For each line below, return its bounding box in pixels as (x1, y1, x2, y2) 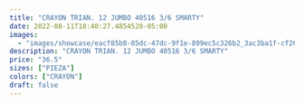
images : (9, 30, 39, 39)
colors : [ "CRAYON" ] (9, 72, 83, 81)
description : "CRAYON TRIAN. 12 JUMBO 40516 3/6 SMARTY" (9, 47, 229, 56)
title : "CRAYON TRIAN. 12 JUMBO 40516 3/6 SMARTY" (9, 13, 204, 23)
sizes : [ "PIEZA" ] (9, 64, 75, 73)
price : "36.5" (9, 55, 63, 64)
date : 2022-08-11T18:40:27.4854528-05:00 (9, 22, 168, 31)
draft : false (9, 80, 59, 90)
